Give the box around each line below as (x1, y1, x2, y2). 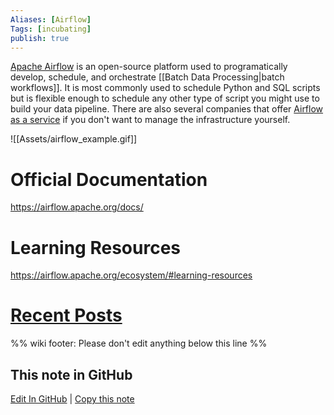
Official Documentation (10, 168, 208, 191)
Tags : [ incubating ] (10, 24, 92, 34)
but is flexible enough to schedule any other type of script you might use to (10, 92, 320, 105)
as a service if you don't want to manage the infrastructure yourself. (10, 114, 291, 126)
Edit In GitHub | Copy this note (10, 393, 135, 405)
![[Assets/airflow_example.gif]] (10, 133, 138, 145)
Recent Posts (10, 304, 123, 327)
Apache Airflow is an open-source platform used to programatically (10, 61, 288, 73)
